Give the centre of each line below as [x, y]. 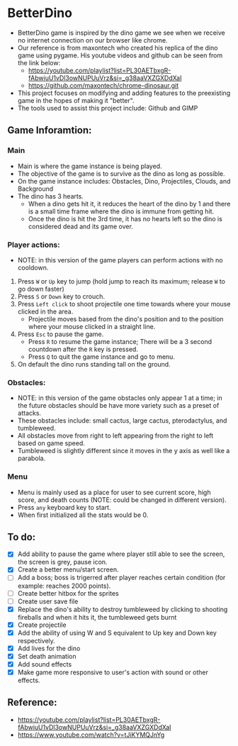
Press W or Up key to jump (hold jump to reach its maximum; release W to [121, 281]
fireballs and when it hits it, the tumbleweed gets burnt [97, 617]
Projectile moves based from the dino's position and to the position [126, 319]
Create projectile [42, 625]
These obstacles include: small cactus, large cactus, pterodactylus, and [122, 421]
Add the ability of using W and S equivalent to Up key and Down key [117, 633]
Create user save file [48, 601]
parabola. [32, 458]
